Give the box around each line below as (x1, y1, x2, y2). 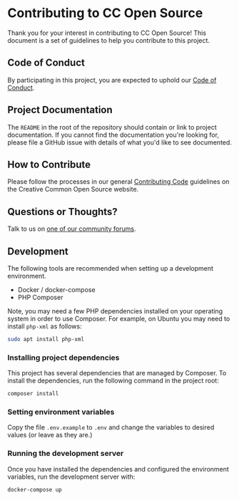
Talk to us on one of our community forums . (7, 224, 136, 233)
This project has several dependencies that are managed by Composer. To (7, 369, 227, 377)
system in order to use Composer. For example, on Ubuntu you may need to (7, 315, 230, 323)
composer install (7, 390, 59, 397)
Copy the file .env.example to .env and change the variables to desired (7, 423, 215, 432)
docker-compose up (7, 486, 62, 493)
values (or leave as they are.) (7, 431, 93, 439)
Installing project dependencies (7, 353, 120, 363)
